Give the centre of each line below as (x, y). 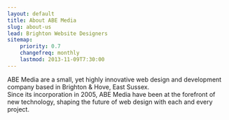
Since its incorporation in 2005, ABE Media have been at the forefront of (111, 94)
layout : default (31, 14)
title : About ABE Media (42, 20)
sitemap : (20, 40)
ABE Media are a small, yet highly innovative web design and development (114, 79)
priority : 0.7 (40, 46)
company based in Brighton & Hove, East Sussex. (78, 87)
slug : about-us (29, 27)
